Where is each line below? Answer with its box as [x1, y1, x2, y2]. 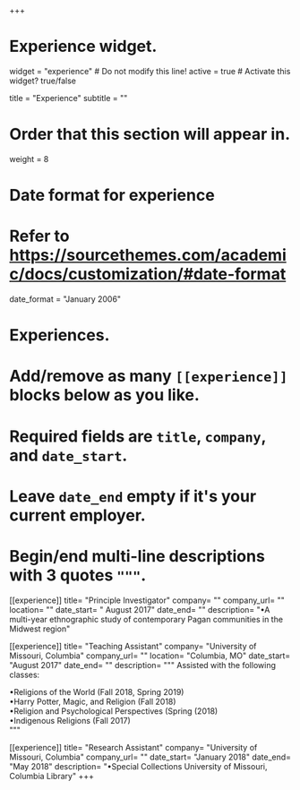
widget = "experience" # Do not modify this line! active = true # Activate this [9, 65, 291, 76]
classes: [9, 669, 40, 680]
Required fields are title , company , [9, 426, 267, 446]
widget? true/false [9, 75, 76, 86]
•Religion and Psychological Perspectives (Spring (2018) [9, 705, 219, 717]
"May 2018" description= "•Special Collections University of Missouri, [9, 760, 268, 771]
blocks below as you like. [9, 385, 200, 406]
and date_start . [9, 445, 128, 466]
